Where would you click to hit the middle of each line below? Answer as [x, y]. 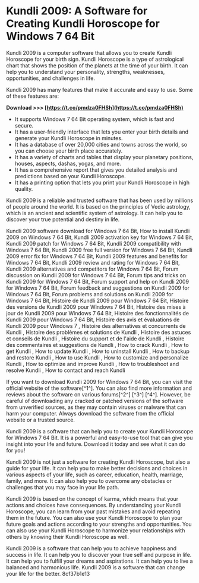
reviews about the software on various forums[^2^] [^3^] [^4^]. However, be [99, 394]
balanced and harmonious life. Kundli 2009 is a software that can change [96, 567]
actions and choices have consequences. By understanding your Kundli [94, 505]
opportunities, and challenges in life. [50, 78]
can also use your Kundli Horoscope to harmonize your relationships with [96, 530]
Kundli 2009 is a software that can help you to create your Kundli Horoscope [100, 431]
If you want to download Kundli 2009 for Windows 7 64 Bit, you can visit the [99, 382]
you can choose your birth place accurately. [69, 151]
